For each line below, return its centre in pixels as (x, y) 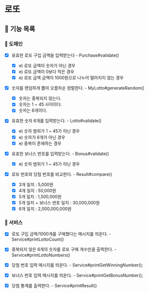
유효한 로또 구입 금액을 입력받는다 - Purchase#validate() (65, 55)
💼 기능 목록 (20, 29)
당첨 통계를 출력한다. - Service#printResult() (54, 285)
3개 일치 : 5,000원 (36, 185)
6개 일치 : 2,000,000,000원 (45, 209)
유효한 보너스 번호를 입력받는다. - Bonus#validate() (60, 154)
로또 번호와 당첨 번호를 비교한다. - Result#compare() (62, 174)
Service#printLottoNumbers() (41, 255)
